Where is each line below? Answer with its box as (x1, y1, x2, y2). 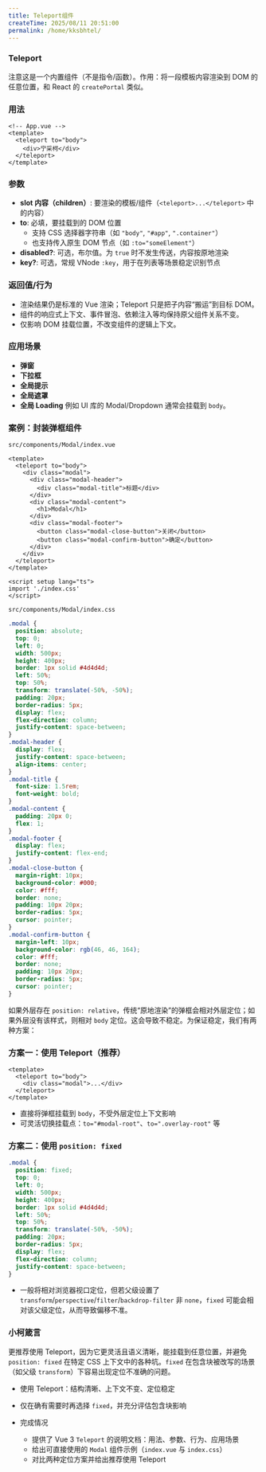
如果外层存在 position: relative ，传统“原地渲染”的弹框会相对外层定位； (8, 1005, 248, 1015)
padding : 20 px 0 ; (15, 812, 73, 820)
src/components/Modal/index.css (8, 606, 115, 614)
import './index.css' (8, 585, 80, 593)
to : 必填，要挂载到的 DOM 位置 (19, 218, 122, 228)
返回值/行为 (8, 280, 53, 291)
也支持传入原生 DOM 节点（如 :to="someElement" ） (31, 238, 199, 248)
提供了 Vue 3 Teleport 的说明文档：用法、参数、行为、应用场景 (31, 1435, 240, 1444)
